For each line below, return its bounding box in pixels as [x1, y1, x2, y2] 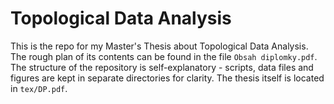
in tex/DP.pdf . [10, 82, 68, 94]
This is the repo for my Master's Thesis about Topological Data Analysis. [10, 40, 309, 52]
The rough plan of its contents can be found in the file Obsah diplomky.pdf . [10, 50, 318, 62]
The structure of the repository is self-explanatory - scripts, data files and [10, 61, 314, 73]
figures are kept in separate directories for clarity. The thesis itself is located [10, 72, 325, 84]
